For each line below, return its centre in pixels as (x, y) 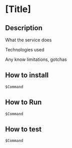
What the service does (28, 40)
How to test (23, 129)
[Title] (18, 9)
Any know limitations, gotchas (36, 59)
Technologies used (25, 50)
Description (24, 28)
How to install (27, 75)
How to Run (23, 102)
